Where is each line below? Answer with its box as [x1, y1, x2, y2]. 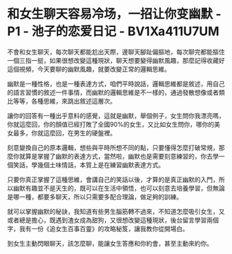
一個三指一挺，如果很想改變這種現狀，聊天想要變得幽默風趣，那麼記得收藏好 [7, 56, 225, 64]
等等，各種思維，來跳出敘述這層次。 [12, 97, 116, 105]
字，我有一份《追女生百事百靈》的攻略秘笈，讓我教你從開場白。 [7, 224, 188, 233]
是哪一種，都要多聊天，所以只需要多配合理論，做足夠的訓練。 [7, 193, 183, 201]
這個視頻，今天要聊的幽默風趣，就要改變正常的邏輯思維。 [7, 65, 171, 73]
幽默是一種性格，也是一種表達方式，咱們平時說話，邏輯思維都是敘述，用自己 [7, 79, 225, 88]
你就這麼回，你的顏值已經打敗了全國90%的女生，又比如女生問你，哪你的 [7, 120, 215, 128]
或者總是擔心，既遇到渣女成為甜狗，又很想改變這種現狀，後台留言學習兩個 [7, 215, 219, 224]
